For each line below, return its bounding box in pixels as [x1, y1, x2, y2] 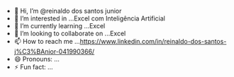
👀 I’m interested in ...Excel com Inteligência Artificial [13, 14, 165, 23]
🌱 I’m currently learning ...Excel [13, 22, 106, 30]
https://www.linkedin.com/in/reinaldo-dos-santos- [79, 37, 227, 45]
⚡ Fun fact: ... [13, 63, 53, 71]
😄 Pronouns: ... [13, 55, 60, 63]
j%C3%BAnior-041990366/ [13, 47, 95, 56]
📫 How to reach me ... [13, 37, 80, 45]
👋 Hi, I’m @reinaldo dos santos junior [13, 7, 122, 15]
